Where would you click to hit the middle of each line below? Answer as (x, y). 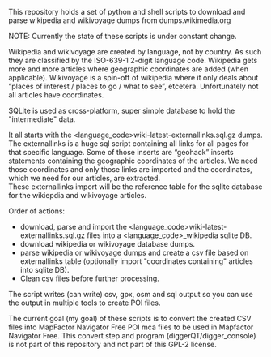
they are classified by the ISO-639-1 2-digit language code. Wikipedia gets (133, 60)
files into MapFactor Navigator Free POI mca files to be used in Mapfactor (131, 327)
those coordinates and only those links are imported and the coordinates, (130, 169)
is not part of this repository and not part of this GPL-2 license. (112, 344)
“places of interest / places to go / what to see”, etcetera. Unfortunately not (133, 86)
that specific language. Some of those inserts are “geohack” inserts (121, 152)
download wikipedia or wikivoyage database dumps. (108, 244)
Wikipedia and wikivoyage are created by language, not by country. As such (135, 52)
